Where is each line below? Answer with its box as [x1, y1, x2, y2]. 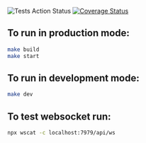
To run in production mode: [7, 27, 130, 39]
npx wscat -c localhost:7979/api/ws [7, 130, 116, 137]
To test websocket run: [7, 110, 111, 122]
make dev [7, 91, 33, 98]
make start [7, 52, 40, 59]
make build [7, 46, 40, 53]
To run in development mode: [7, 71, 140, 84]
